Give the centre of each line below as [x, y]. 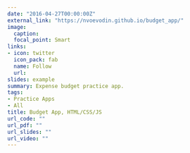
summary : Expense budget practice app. [66, 86]
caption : [26, 33]
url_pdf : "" [25, 125]
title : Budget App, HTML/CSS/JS [55, 112]
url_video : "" [28, 138]
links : [17, 47]
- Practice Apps [31, 99]
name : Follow [33, 66]
